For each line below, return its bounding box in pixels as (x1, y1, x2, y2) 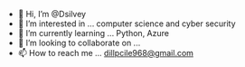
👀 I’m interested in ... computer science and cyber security (17, 18, 237, 29)
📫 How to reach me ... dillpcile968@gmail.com (17, 48, 194, 58)
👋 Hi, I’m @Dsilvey (17, 9, 87, 19)
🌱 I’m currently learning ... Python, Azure (17, 28, 170, 38)
